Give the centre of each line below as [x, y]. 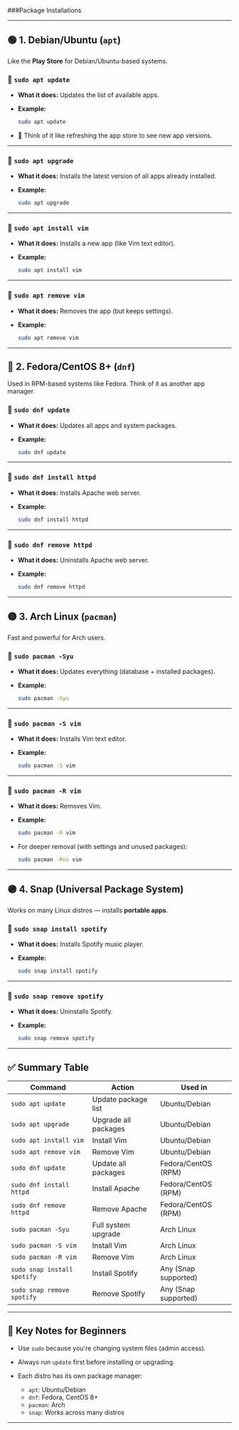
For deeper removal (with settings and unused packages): [102, 847]
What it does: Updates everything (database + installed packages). [116, 671]
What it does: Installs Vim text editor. [72, 739]
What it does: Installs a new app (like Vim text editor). [96, 243]
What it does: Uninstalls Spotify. [65, 1012]
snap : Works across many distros [76, 1412]
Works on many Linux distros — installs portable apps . [88, 910]
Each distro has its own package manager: [80, 1376]
